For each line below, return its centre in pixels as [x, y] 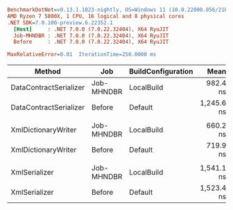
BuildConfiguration [161, 71]
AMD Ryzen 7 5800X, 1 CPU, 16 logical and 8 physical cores [96, 16]
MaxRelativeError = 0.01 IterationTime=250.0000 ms [82, 55]
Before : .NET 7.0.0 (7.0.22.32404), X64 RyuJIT [91, 42]
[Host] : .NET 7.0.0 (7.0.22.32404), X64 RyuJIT [91, 29]
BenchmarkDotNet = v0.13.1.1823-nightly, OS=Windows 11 [87, 10]
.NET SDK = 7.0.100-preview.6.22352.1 [60, 23]
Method [48, 71]
